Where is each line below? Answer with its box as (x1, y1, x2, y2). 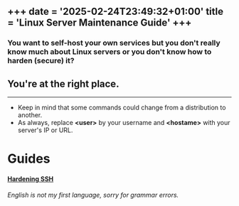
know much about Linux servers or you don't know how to (7, 47, 212, 57)
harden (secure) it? (7, 56, 75, 66)
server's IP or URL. (17, 126, 73, 134)
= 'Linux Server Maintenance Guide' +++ (7, 17, 192, 29)
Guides (7, 151, 51, 167)
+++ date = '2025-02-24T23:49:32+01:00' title (7, 6, 224, 18)
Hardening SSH (7, 174, 54, 183)
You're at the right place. (7, 77, 119, 90)
